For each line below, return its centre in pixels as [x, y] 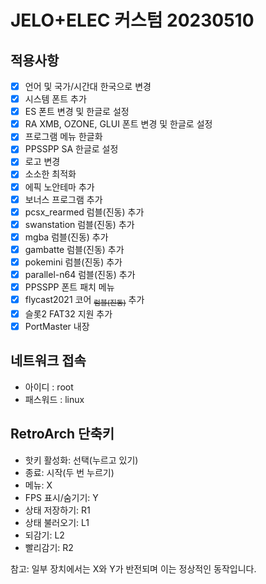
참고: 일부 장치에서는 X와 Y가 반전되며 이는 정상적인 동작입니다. [133, 568]
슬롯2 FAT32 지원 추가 [68, 313]
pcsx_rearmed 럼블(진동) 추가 [84, 212]
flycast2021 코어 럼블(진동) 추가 [84, 301]
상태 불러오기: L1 [57, 522]
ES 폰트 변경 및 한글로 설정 [77, 112]
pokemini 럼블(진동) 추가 [73, 262]
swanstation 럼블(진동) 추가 [79, 224]
